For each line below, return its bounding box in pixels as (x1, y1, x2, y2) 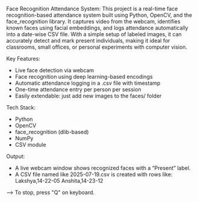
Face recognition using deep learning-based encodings (14, 73, 153, 80)
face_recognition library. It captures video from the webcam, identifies (6, 18, 181, 25)
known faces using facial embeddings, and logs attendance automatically (6, 24, 188, 31)
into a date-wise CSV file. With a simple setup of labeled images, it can (6, 31, 182, 38)
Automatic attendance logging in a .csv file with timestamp (14, 79, 161, 87)
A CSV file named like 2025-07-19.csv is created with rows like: (14, 171, 173, 178)
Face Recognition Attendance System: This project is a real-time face (6, 5, 178, 12)
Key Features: (6, 55, 40, 62)
